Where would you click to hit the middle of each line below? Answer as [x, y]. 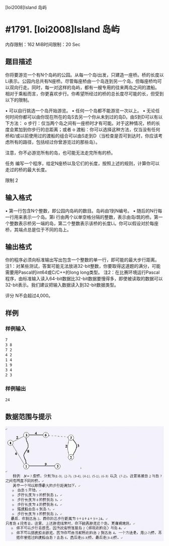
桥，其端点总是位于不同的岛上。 [38, 230]
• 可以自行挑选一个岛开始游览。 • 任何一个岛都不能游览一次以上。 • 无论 [80, 111]
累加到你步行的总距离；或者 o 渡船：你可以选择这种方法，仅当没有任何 [87, 129]
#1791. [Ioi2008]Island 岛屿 [63, 30]
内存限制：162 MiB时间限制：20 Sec [43, 44]
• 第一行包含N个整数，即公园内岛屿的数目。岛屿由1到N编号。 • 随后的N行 [81, 210]
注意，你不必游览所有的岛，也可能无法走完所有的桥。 [60, 153]
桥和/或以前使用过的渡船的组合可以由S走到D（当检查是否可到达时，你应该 [82, 136]
